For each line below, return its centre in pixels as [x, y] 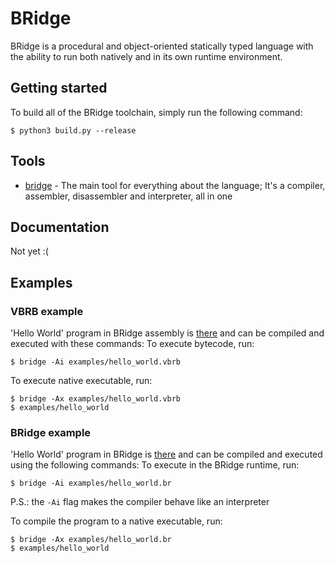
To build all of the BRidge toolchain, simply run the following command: [156, 112]
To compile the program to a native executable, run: [116, 521]
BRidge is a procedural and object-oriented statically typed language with [162, 46]
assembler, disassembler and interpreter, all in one [128, 196]
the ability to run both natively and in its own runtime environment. [146, 56]
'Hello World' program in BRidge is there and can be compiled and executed [166, 454]
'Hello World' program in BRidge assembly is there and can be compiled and [167, 333]
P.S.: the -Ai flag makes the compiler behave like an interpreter [140, 502]
